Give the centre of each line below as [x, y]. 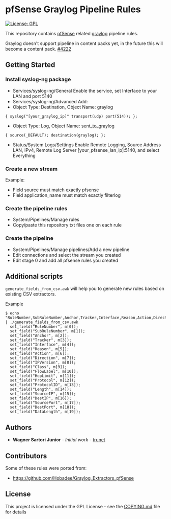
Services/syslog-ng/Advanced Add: [50, 101]
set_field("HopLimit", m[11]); [43, 376]
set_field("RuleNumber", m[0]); [44, 327]
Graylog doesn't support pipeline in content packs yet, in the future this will [84, 43]
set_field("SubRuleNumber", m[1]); [48, 331]
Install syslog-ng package [38, 79]
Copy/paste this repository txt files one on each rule [67, 225]
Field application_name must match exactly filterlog [67, 195]
